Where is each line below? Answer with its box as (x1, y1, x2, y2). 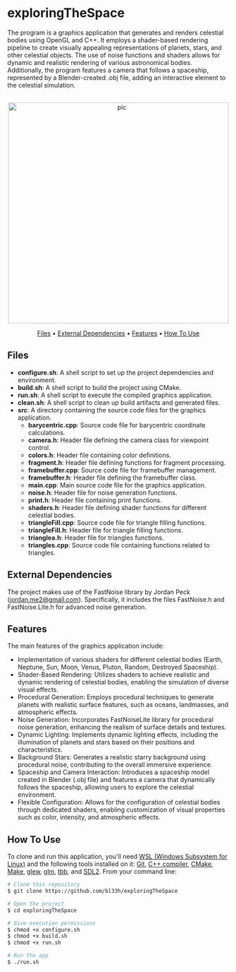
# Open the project (7, 900, 65, 907)
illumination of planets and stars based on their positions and (17, 738, 195, 747)
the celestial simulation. (7, 81, 76, 89)
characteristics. (17, 745, 63, 754)
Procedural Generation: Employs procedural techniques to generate (17, 693, 214, 701)
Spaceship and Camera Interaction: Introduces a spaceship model (17, 768, 210, 776)
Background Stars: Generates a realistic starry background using (17, 753, 206, 761)
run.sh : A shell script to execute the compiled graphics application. (17, 391, 213, 399)
